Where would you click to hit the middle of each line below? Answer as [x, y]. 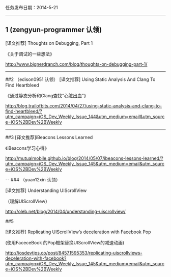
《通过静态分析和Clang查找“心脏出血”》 [47, 95]
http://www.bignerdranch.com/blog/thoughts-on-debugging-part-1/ [76, 64]
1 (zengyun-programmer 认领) [54, 30]
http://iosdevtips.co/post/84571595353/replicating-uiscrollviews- [74, 253]
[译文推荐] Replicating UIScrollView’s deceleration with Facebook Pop [78, 232]
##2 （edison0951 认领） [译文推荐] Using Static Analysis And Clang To [80, 79]
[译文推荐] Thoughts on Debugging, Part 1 [49, 43]
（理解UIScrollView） [27, 201]
